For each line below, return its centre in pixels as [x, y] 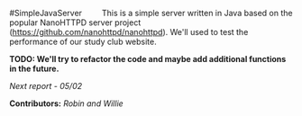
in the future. [34, 68]
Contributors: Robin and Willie [66, 103]
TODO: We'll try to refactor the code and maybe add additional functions [148, 59]
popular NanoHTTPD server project [75, 22]
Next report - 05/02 [46, 86]
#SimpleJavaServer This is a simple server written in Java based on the [151, 13]
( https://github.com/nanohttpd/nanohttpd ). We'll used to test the [129, 32]
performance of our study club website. [83, 41]
